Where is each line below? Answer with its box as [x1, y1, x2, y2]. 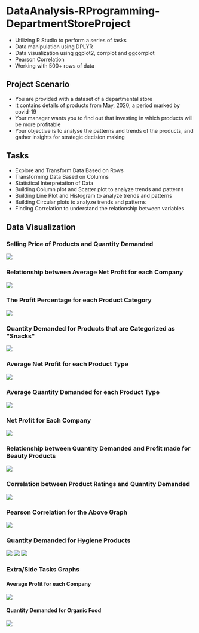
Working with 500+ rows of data [14, 62, 94, 69]
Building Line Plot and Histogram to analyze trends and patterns [14, 192, 172, 199]
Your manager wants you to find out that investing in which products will [14, 114, 193, 121]
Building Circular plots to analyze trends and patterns [14, 198, 146, 206]
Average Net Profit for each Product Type [6, 360, 128, 368]
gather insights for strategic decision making [14, 133, 125, 140]
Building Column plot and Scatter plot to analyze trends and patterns [14, 185, 184, 192]
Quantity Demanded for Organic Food [6, 607, 102, 614]
